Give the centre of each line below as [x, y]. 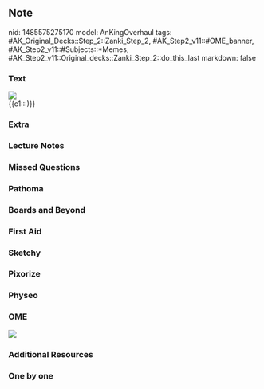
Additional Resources [51, 354]
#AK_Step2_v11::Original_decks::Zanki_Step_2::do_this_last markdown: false [132, 57]
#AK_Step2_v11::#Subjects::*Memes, [69, 49]
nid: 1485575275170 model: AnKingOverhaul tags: [90, 32]
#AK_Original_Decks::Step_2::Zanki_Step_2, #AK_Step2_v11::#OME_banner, [131, 41]
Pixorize [25, 274]
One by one [31, 375]
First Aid [25, 231]
